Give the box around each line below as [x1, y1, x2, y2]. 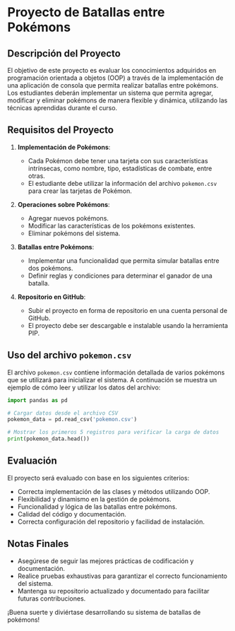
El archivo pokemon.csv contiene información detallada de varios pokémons [7, 368, 225, 377]
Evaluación [7, 455, 58, 467]
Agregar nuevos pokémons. [28, 213, 109, 223]
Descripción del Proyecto [7, 47, 121, 59]
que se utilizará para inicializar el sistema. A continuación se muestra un [7, 375, 217, 384]
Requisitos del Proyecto [7, 124, 114, 136]
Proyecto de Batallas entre [7, 4, 165, 20]
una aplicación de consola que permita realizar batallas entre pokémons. [7, 81, 219, 89]
